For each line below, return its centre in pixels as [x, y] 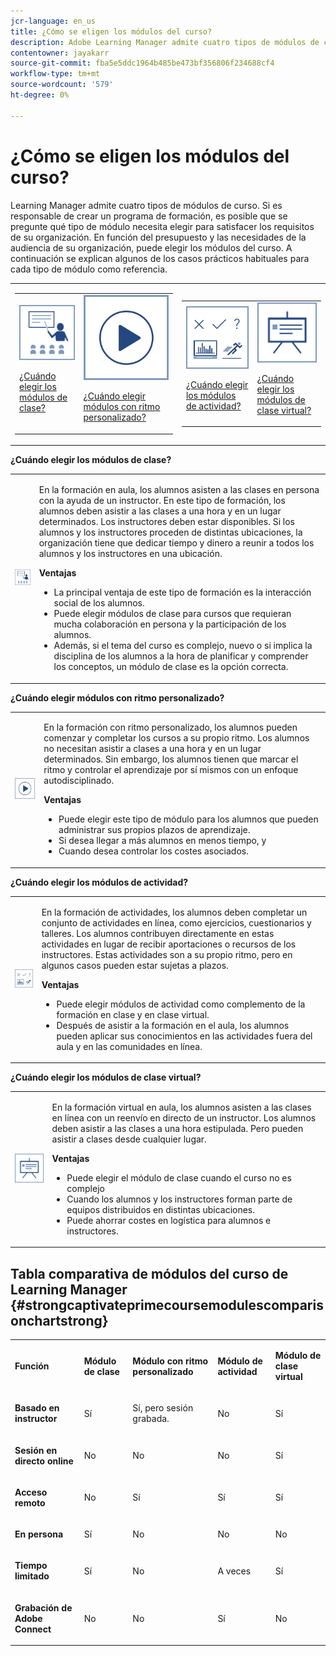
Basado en [37, 1408]
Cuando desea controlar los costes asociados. [153, 851]
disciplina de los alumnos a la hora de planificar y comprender [181, 656]
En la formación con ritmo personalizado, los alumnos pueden [170, 727]
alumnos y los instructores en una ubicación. [130, 554]
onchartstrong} [59, 1320]
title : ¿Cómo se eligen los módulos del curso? [111, 31]
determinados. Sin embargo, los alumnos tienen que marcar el [171, 759]
